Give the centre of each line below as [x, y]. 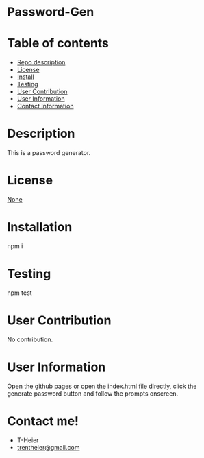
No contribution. [30, 339]
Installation [40, 227]
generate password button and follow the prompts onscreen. [93, 393]
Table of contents [58, 44]
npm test [20, 293]
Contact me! [43, 421]
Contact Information [45, 106]
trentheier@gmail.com [48, 447]
